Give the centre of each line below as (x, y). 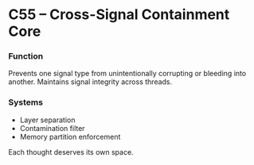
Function (26, 56)
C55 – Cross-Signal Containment (119, 15)
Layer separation (47, 120)
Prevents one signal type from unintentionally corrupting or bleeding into (127, 74)
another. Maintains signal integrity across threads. (90, 82)
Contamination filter (52, 128)
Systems (26, 102)
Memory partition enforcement (70, 136)
